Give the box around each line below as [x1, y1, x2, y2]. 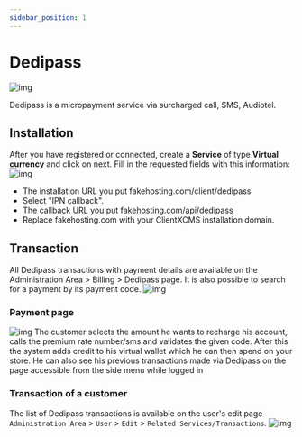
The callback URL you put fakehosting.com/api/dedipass [22, 205, 233, 216]
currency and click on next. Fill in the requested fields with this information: [9, 159, 290, 169]
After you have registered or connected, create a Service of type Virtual [9, 150, 279, 160]
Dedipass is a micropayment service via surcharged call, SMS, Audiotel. [9, 99, 277, 110]
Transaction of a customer [9, 387, 128, 400]
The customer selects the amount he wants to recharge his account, [34, 326, 288, 338]
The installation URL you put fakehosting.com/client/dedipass [22, 186, 252, 196]
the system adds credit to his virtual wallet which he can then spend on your [9, 346, 293, 357]
